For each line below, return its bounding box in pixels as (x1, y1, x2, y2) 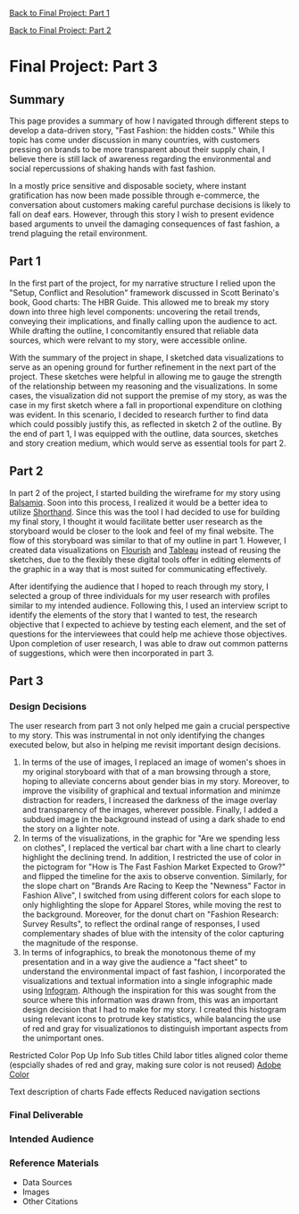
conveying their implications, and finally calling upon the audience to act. (9, 315, 278, 326)
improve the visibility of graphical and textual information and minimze (21, 785, 281, 796)
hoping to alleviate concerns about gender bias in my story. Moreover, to (21, 776, 290, 787)
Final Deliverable (9, 1109, 84, 1122)
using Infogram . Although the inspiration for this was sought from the (21, 985, 277, 996)
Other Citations (21, 1196, 79, 1207)
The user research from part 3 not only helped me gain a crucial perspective (9, 721, 290, 731)
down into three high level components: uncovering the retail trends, (9, 306, 261, 317)
